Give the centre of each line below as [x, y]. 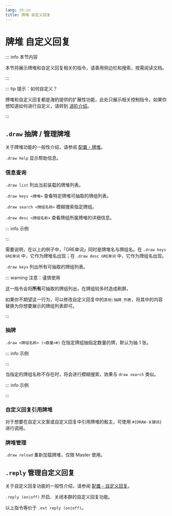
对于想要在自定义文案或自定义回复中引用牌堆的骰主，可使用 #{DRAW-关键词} [84, 422]
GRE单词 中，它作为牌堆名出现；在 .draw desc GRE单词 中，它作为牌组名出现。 [86, 256]
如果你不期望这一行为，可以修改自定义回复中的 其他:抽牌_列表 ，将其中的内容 [84, 299]
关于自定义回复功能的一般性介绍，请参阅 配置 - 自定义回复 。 [69, 486]
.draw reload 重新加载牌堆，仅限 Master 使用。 [55, 455]
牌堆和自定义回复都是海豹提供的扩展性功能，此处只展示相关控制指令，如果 [84, 100]
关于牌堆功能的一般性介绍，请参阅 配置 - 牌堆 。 [56, 147]
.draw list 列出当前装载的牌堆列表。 [44, 185]
